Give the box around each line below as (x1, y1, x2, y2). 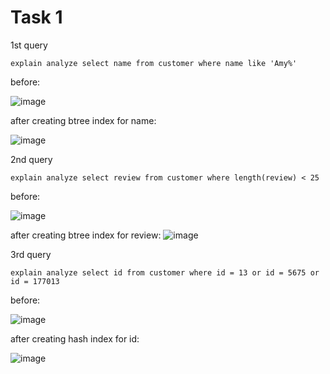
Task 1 (10, 6, 63, 29)
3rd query (10, 248, 52, 260)
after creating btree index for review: (10, 229, 162, 241)
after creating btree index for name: (10, 114, 157, 126)
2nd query (10, 153, 53, 165)
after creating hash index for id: (10, 332, 140, 345)
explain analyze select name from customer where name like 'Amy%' (10, 58, 298, 68)
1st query (10, 39, 48, 51)
